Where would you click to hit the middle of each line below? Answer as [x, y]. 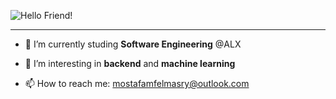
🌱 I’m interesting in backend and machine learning [130, 63]
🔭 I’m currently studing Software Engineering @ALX [133, 44]
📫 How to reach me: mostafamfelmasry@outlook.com [137, 83]
